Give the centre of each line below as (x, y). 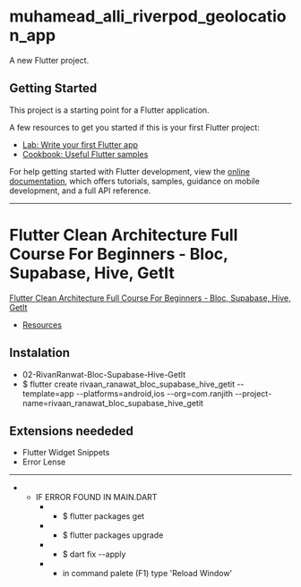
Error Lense (44, 462)
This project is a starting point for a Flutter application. (109, 110)
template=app (48, 393)
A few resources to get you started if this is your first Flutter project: (134, 127)
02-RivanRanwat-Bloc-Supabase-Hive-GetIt (104, 374)
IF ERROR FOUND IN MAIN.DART (96, 498)
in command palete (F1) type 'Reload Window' (147, 574)
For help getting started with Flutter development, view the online (130, 171)
